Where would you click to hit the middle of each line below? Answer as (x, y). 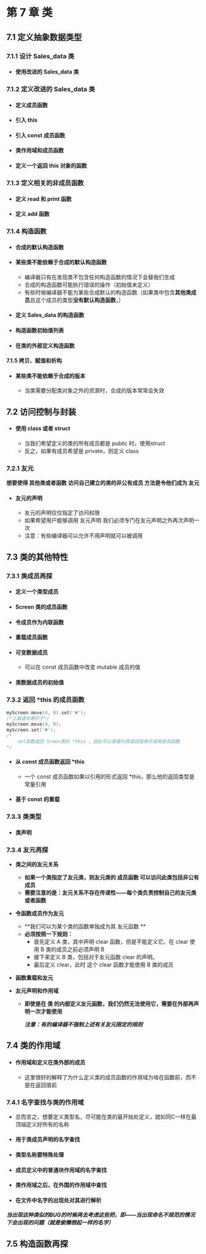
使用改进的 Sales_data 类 (47, 72)
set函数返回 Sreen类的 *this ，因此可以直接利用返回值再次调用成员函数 (99, 741)
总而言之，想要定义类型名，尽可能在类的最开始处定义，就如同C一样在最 (106, 1117)
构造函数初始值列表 (40, 330)
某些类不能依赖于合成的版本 (50, 376)
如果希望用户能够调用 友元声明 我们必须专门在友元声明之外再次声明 (109, 520)
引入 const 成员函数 (40, 135)
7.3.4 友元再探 (27, 849)
